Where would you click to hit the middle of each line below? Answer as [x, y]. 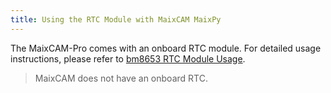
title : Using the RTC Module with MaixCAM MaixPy [116, 19]
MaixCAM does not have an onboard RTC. [121, 78]
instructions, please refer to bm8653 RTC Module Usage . [128, 58]
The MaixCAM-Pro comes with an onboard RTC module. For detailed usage [166, 48]
